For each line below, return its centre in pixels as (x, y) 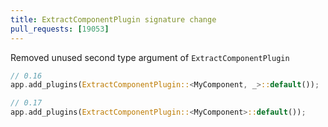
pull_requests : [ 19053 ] (60, 29)
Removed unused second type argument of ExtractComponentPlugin (150, 57)
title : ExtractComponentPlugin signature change (113, 19)
